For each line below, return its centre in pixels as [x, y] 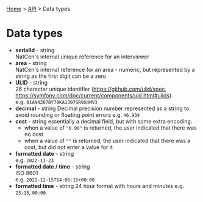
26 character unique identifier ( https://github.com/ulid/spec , [91, 89]
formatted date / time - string [52, 166]
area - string [31, 63]
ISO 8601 [27, 173]
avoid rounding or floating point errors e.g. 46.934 [77, 114]
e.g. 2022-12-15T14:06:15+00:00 [55, 179]
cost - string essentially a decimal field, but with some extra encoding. [104, 121]
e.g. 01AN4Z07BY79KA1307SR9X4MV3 [56, 102]
